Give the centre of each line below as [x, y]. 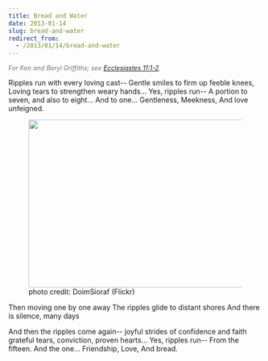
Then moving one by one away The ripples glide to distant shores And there [134, 307]
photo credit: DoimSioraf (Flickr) [82, 292]
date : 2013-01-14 [37, 23]
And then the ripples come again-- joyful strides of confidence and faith [128, 331]
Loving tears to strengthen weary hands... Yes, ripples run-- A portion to [128, 91]
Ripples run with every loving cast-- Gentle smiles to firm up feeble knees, [132, 82]
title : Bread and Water [48, 16]
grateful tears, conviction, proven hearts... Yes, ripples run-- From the [124, 340]
